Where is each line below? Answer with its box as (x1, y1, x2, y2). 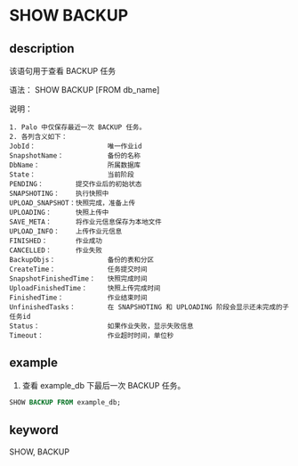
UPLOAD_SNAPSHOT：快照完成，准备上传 (9, 199, 136, 208)
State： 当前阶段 (9, 170, 135, 179)
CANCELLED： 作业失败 (9, 246, 102, 255)
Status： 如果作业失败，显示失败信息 (9, 322, 194, 331)
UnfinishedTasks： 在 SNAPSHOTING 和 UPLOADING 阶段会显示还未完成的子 (9, 303, 289, 312)
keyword (9, 422, 60, 437)
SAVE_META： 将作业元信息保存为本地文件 (9, 217, 162, 226)
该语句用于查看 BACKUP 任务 (9, 66, 117, 76)
